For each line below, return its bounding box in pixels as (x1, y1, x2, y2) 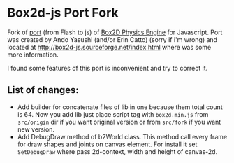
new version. (17, 125, 54, 134)
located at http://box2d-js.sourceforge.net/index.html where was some (7, 43, 212, 51)
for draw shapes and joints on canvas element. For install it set (17, 140, 198, 148)
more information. (7, 50, 59, 59)
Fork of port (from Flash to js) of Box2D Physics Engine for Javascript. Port (7, 28, 223, 36)
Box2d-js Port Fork (7, 5, 119, 21)
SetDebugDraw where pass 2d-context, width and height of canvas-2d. (17, 147, 218, 155)
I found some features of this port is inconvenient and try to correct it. (7, 64, 208, 72)
